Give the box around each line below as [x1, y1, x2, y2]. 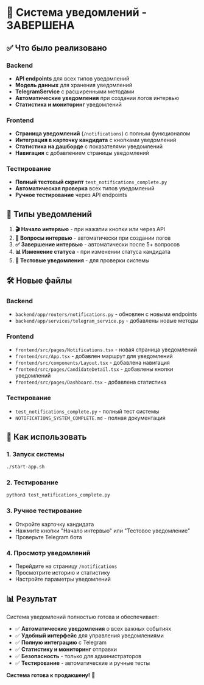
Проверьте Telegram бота [15, 533, 82, 540]
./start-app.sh [6, 464, 45, 470]
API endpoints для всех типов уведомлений [15, 74, 130, 82]
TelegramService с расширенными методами [15, 88, 135, 95]
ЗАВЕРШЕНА [6, 18, 75, 32]
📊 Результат [6, 594, 57, 604]
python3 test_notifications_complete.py [6, 492, 111, 498]
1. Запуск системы [6, 450, 65, 458]
